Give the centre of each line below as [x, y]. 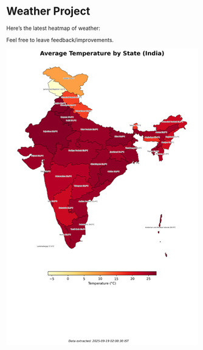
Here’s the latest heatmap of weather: [53, 28]
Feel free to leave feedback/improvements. [60, 40]
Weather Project [48, 11]
